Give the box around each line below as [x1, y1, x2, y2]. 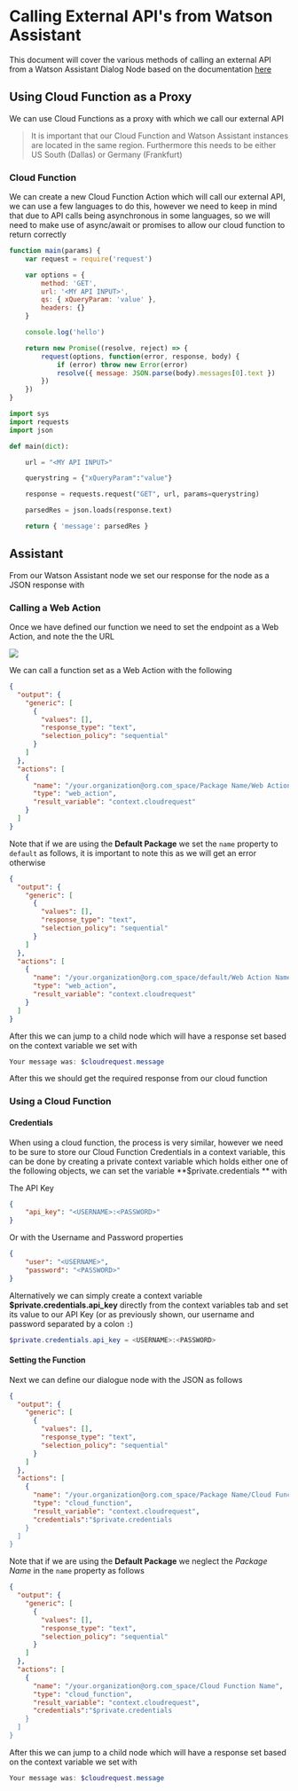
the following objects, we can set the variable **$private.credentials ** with [9, 1165, 288, 1176]
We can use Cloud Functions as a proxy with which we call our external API [9, 113, 284, 123]
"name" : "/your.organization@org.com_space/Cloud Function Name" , [32, 1681, 284, 1691]
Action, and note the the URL [9, 632, 115, 642]
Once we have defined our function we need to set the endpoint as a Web [9, 622, 279, 632]
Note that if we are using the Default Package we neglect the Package [9, 1556, 268, 1567]
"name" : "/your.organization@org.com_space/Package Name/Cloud [32, 1490, 272, 1500]
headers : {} [41, 303, 86, 312]
